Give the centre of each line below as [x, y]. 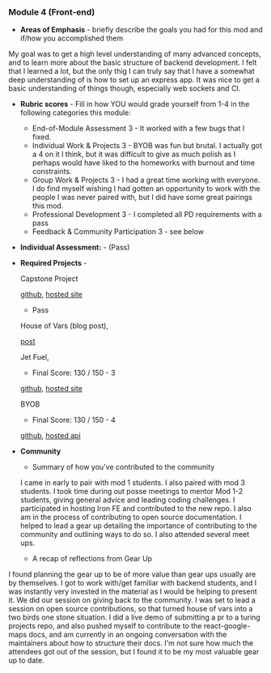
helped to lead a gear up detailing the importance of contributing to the [138, 526]
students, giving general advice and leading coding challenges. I [127, 500]
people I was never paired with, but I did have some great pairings [142, 198]
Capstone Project [49, 279]
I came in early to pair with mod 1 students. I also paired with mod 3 [132, 483]
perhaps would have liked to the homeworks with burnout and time [144, 163]
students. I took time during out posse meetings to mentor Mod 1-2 [131, 492]
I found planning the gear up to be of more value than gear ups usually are [132, 574]
